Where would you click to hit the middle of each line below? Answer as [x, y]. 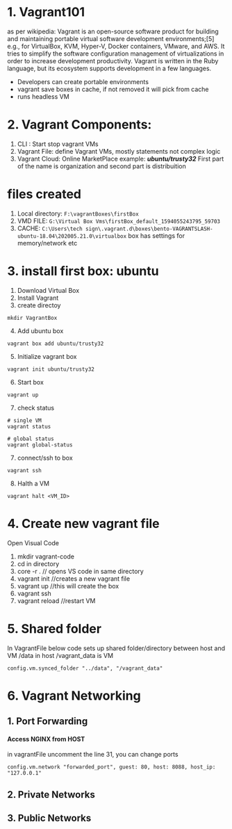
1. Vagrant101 [46, 12]
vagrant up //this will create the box [68, 586]
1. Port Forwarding [48, 722]
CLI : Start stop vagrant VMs [58, 144]
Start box [30, 382]
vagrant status [29, 426]
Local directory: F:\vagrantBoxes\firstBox [78, 214]
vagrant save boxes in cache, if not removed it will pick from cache [113, 89]
